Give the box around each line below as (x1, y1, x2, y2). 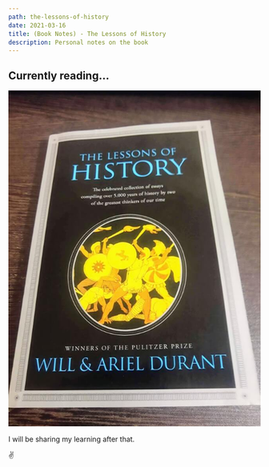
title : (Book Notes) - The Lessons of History (8, 30, 167, 38)
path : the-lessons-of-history (8, 13, 110, 21)
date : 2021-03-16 (8, 21, 66, 30)
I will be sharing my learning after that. (8, 434, 135, 444)
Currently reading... (8, 69, 110, 82)
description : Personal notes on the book (8, 38, 149, 46)
